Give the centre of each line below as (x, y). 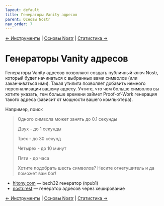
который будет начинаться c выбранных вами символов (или (71, 78)
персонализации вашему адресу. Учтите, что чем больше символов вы (82, 89)
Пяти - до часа (33, 158)
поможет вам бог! (37, 173)
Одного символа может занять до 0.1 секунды (67, 119)
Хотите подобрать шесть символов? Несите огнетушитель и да (86, 168)
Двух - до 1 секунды (39, 129)
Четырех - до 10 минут (42, 148)
